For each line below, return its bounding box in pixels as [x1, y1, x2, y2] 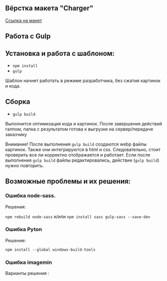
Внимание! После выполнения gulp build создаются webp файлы [5, 141, 147, 147]
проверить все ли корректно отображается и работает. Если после [5, 152, 151, 158]
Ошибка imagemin [5, 259, 52, 266]
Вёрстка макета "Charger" [5, 4, 94, 13]
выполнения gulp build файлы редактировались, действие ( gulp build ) [5, 157, 159, 163]
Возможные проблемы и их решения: [5, 177, 131, 186]
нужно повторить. [5, 162, 44, 168]
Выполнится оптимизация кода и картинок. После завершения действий [5, 120, 162, 126]
